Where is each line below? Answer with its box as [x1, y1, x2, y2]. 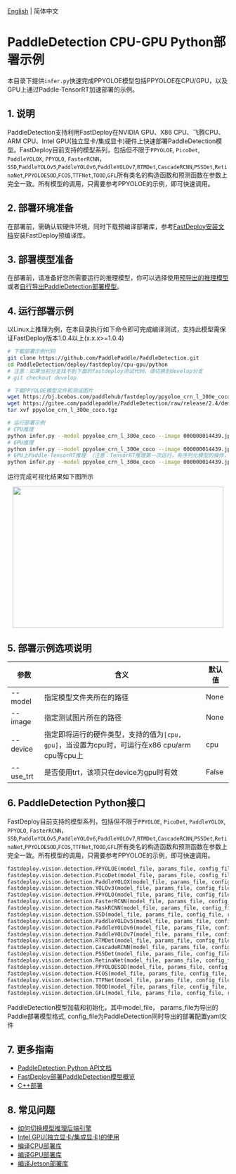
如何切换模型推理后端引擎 [17, 1124, 92, 1132]
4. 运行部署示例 [7, 305, 74, 317]
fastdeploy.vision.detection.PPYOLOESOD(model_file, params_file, [7, 963, 206, 970]
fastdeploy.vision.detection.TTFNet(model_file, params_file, [7, 977, 193, 984]
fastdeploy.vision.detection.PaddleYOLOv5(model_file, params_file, [7, 917, 212, 924]
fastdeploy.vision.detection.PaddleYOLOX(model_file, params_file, [7, 878, 209, 886]
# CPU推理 [7, 426, 34, 433]
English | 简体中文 [7, 7, 59, 15]
